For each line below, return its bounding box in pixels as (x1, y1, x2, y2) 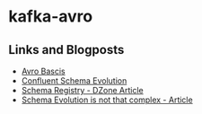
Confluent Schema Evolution (21, 75, 127, 86)
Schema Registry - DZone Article (21, 85, 145, 95)
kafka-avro (8, 6, 93, 27)
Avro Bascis (21, 66, 66, 76)
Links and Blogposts (8, 42, 125, 57)
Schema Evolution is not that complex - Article (21, 94, 194, 105)
